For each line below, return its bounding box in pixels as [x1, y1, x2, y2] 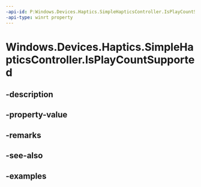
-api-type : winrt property [5, 14, 73, 20]
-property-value [5, 110, 68, 120]
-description [5, 89, 53, 99]
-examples [5, 171, 47, 181]
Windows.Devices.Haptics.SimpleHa [5, 40, 194, 54]
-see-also [5, 150, 43, 161]
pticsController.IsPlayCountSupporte [5, 53, 195, 67]
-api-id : [5, 8, 28, 15]
